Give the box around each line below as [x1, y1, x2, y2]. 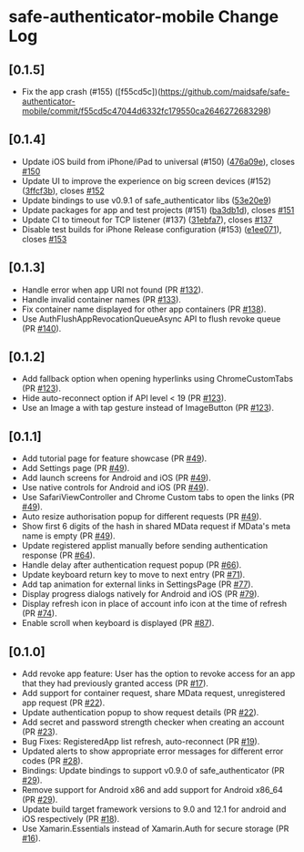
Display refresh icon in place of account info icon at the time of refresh [21, 599, 288, 610]
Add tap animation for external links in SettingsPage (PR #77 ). [21, 579, 254, 590]
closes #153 [21, 233, 67, 244]
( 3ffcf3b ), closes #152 [21, 185, 106, 196]
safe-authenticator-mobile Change [8, 6, 279, 27]
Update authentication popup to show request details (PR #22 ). [21, 707, 259, 718]
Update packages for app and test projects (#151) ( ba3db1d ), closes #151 [21, 204, 295, 215]
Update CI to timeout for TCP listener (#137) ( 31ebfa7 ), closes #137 [21, 214, 273, 225]
